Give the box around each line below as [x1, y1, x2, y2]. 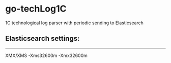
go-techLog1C [5, 3, 67, 15]
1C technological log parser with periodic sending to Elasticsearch [5, 20, 144, 26]
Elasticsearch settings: [5, 34, 80, 43]
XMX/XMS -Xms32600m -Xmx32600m [5, 52, 88, 58]
